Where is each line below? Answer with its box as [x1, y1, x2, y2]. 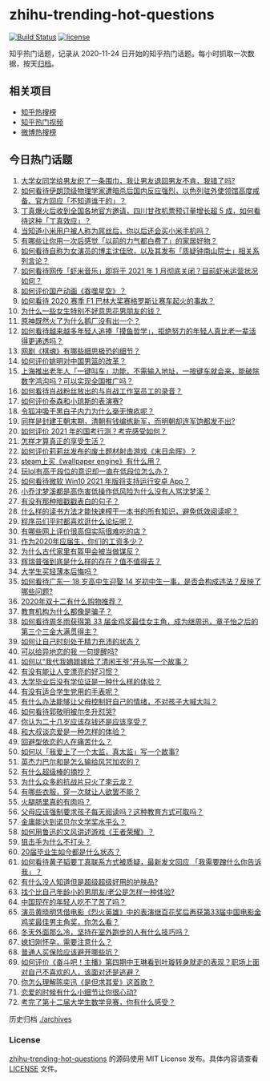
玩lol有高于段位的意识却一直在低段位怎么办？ [20, 466, 169, 476]
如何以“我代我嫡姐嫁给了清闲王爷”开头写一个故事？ [20, 656, 189, 666]
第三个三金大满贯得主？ [20, 627, 99, 636]
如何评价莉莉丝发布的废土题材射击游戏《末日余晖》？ [20, 446, 197, 456]
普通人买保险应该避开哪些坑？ [20, 947, 119, 957]
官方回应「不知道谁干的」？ [34, 196, 127, 205]
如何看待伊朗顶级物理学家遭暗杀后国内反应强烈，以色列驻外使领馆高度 [20, 186, 253, 196]
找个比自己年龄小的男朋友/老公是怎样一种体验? [20, 887, 175, 897]
